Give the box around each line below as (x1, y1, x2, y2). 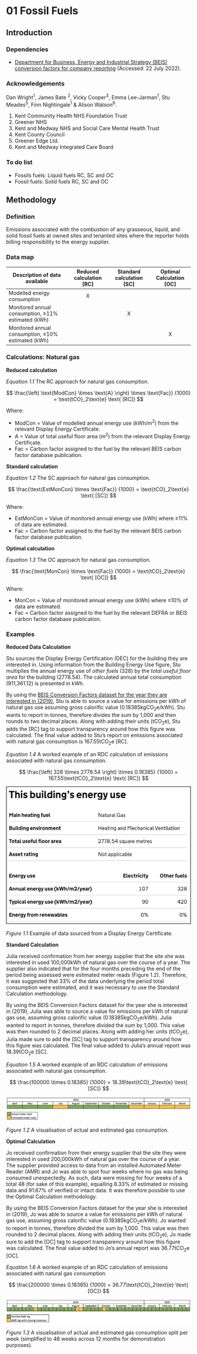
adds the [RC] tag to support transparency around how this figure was (6, 725, 176, 733)
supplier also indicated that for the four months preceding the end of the (6, 965, 181, 972)
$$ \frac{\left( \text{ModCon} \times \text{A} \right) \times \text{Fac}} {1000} (6, 389, 191, 396)
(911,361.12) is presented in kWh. (6, 680, 84, 687)
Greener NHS (14, 119, 47, 126)
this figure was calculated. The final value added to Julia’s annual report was (6, 1042, 191, 1049)
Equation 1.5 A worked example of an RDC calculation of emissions (6, 1060, 168, 1068)
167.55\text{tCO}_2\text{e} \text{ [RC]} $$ (48, 775, 149, 782)
